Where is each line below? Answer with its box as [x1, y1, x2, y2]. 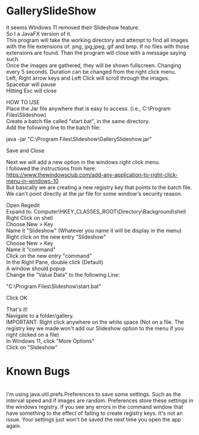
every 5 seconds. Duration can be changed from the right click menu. [6, 68, 176, 75]
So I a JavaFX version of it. [6, 30, 72, 37]
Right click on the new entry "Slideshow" [6, 233, 106, 240]
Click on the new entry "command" [6, 252, 92, 259]
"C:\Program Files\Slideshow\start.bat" [6, 283, 102, 290]
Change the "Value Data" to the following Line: [6, 271, 120, 278]
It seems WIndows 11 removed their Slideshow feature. [6, 24, 140, 31]
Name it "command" [6, 246, 56, 253]
